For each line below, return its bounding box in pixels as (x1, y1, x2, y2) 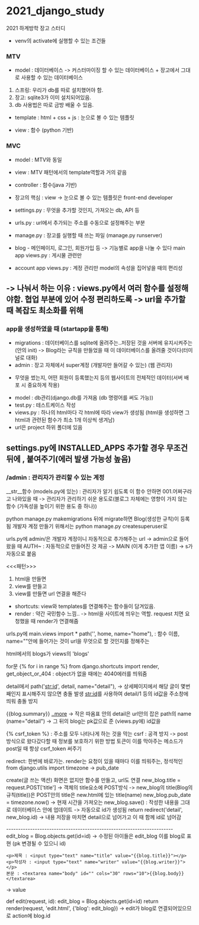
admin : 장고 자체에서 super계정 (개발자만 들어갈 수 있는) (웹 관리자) (14, 362, 173, 369)
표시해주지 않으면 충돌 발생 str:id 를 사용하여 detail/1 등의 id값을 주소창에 (21, 690, 188, 697)
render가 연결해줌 (37, 617, 79, 624)
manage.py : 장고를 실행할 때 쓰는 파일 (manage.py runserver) (14, 231, 163, 238)
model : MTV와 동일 (14, 156, 62, 163)
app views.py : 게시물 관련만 (14, 251, 82, 259)
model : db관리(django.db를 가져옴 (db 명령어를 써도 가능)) (14, 394, 154, 401)
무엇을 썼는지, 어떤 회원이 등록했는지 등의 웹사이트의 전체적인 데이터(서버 (14, 374, 183, 381)
